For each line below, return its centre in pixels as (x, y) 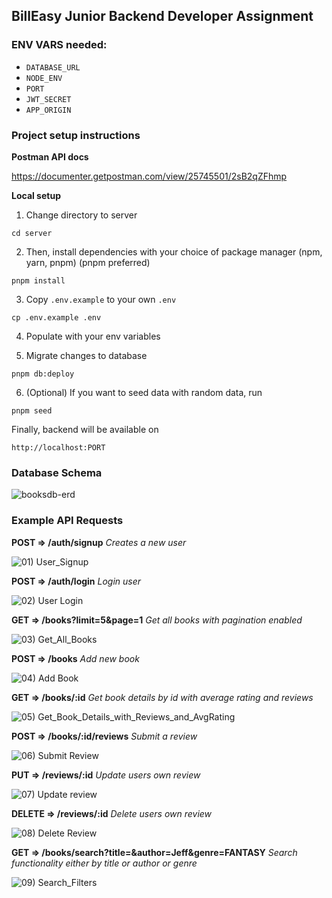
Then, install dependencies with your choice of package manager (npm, (174, 251)
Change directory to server (81, 215)
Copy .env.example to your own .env (101, 299)
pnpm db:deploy (43, 374)
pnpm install (38, 280)
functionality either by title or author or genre (104, 863)
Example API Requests (67, 521)
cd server (32, 233)
